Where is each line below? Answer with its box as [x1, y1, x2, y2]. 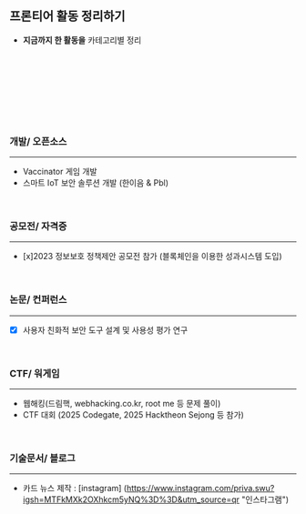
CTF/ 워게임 [9, 367, 60, 379]
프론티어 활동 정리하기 [9, 8, 126, 25]
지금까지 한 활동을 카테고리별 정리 [22, 35, 142, 45]
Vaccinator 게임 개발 [22, 166, 97, 177]
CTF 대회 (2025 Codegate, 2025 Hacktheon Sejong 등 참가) [22, 409, 244, 420]
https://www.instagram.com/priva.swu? [126, 483, 275, 494]
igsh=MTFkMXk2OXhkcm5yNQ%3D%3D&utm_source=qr [22, 494, 240, 505]
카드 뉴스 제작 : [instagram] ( [22, 483, 127, 494]
